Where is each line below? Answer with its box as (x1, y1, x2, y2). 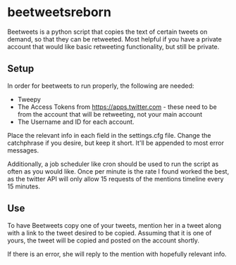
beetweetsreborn (7, 4, 111, 20)
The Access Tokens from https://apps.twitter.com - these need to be (17, 103, 217, 111)
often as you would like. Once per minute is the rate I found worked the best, (7, 167, 230, 176)
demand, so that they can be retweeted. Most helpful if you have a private (7, 34, 222, 43)
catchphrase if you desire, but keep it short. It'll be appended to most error (7, 138, 224, 147)
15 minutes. (7, 182, 41, 190)
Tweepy (17, 95, 41, 103)
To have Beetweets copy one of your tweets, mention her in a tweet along (7, 221, 222, 229)
